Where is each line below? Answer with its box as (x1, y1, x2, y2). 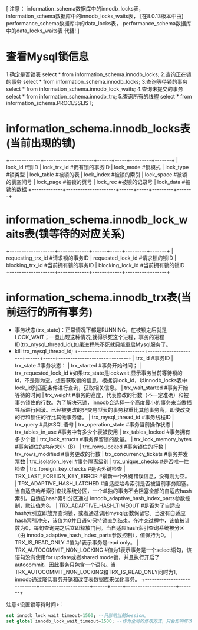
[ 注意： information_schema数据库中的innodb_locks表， (6, 5, 144, 12)
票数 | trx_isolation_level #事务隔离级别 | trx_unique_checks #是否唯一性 (14, 458, 190, 465)
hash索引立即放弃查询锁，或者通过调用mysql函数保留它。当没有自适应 (14, 509, 186, 516)
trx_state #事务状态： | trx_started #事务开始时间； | (14, 362, 141, 369)
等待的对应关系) (49, 228, 126, 241)
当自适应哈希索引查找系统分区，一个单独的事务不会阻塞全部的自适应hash (14, 487, 192, 494)
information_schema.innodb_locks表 (6, 122, 190, 136)
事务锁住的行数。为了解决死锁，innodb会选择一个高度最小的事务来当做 (14, 399, 187, 406)
